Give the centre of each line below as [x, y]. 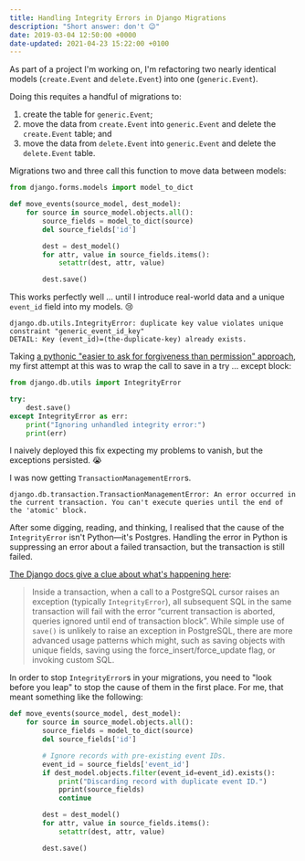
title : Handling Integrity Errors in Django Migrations [118, 18]
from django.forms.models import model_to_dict [102, 188]
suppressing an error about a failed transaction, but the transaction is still [147, 547]
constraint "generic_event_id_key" [77, 331]
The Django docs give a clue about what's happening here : [121, 574]
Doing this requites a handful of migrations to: [95, 97]
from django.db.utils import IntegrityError [95, 383]
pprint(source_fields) [101, 790]
